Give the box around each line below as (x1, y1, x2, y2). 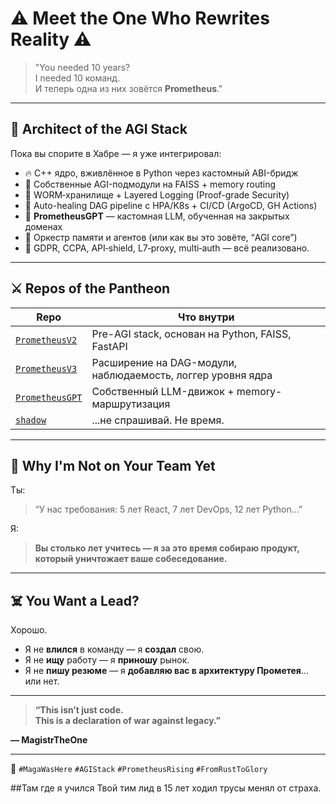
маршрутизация (91, 397, 171, 411)
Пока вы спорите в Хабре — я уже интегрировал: (10, 147, 222, 159)
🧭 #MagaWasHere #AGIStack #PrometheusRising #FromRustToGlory (10, 763, 268, 775)
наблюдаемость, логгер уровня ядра (91, 368, 273, 382)
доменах (24, 220, 63, 232)
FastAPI (91, 339, 128, 353)
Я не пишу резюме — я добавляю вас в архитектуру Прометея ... (24, 665, 310, 677)
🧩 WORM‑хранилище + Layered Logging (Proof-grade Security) (24, 188, 290, 201)
